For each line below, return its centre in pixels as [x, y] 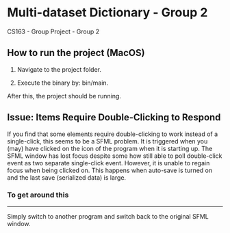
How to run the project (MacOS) [76, 53]
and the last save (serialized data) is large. [67, 177]
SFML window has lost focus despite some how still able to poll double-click [115, 156]
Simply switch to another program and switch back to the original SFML [108, 216]
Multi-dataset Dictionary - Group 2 [107, 13]
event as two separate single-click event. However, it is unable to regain [108, 163]
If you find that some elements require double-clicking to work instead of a [113, 134]
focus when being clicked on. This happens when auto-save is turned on [110, 170]
